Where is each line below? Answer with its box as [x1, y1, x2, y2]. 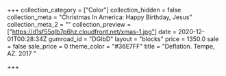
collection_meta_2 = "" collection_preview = [7, 21, 131, 28]
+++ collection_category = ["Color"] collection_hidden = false [7, 6, 181, 14]
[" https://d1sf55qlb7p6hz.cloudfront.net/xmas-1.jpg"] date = [7, 27, 177, 36]
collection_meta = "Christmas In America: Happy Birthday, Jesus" [7, 13, 192, 21]
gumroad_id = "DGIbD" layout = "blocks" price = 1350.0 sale [48, 35, 219, 43]
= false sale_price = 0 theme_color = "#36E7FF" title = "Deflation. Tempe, [7, 42, 215, 50]
